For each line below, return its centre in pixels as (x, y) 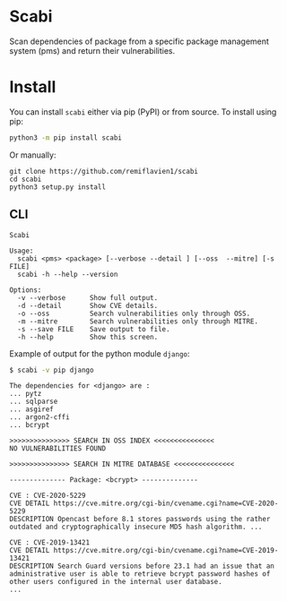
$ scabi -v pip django (52, 370)
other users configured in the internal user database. (116, 582)
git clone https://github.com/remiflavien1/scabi (104, 171)
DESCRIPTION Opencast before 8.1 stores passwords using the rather (140, 519)
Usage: (22, 251)
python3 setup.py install (57, 187)
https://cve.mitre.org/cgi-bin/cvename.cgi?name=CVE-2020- (166, 503)
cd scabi (26, 179)
